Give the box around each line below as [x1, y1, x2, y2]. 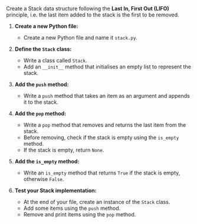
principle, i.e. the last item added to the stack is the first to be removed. [6, 11, 179, 18]
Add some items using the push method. [23, 205, 121, 212]
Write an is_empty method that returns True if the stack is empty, [23, 169, 180, 176]
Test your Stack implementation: [14, 187, 97, 194]
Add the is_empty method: [14, 158, 80, 164]
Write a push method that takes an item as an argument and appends [23, 93, 190, 99]
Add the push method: [14, 81, 69, 88]
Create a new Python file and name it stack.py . [23, 34, 137, 41]
